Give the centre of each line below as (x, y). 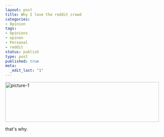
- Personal (17, 43)
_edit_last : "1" (27, 71)
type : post (17, 56)
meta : (11, 66)
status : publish (22, 52)
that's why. (17, 129)
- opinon (14, 38)
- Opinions (17, 33)
